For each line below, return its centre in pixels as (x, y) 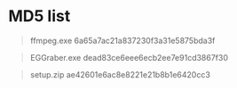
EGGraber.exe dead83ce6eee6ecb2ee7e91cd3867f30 (129, 57)
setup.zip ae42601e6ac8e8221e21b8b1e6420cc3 (120, 74)
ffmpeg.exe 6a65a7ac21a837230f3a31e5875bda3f (122, 40)
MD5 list (39, 16)
